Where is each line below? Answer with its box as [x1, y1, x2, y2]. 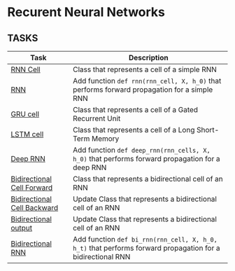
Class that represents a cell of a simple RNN [72, 64, 217, 74]
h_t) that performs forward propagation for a [72, 243, 220, 253]
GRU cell [10, 109, 40, 119]
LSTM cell [10, 130, 44, 139]
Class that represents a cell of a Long [72, 125, 195, 134]
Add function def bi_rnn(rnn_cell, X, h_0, [72, 235, 218, 244]
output [10, 223, 33, 232]
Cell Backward [10, 203, 59, 212]
